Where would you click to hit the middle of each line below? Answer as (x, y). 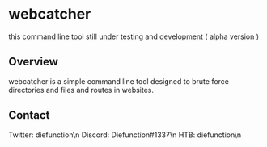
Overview (34, 62)
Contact (29, 115)
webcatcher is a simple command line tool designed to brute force (119, 81)
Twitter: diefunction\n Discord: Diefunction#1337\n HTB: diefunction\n (125, 135)
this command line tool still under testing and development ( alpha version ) (134, 36)
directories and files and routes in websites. (81, 90)
